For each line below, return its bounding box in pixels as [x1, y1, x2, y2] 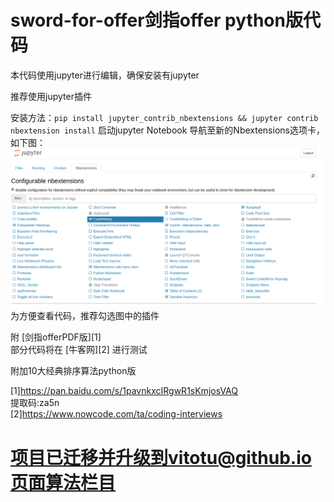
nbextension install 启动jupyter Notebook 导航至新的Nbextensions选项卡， [10, 124, 325, 136]
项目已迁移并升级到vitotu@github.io [10, 446, 312, 469]
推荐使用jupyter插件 [10, 90, 92, 102]
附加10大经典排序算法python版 [10, 365, 137, 377]
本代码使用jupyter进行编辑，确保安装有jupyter [10, 69, 200, 81]
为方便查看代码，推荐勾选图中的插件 [10, 310, 160, 322]
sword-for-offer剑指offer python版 [10, 9, 303, 32]
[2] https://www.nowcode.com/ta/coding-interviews [10, 408, 223, 420]
